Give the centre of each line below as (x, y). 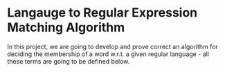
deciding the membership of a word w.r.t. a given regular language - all (108, 54)
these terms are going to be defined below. (69, 61)
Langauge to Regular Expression (102, 13)
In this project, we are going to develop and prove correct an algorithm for (112, 46)
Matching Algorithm (66, 27)
